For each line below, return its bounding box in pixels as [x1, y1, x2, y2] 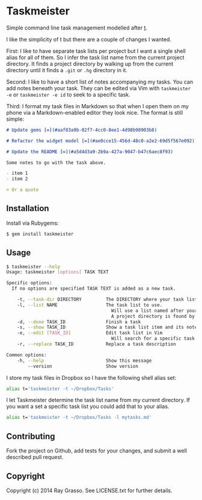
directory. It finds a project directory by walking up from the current [6, 60, 174, 67]
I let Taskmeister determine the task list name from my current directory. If [6, 397, 191, 404]
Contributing [6, 431, 55, 441]
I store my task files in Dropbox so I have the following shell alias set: [6, 374, 177, 381]
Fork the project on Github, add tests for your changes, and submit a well [6, 447, 188, 454]
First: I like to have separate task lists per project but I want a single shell [6, 47, 186, 55]
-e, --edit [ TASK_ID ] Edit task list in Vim [17, 330, 163, 336]
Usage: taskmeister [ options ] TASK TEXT [6, 269, 109, 275]
